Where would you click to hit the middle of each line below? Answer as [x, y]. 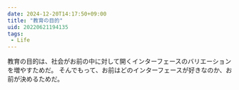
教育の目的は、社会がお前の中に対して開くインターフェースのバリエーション [119, 62]
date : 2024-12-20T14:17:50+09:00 [57, 14]
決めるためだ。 [42, 79]
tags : [15, 34]
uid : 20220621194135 [38, 27]
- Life [20, 40]
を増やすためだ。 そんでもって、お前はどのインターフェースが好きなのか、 [117, 70]
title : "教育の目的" [35, 21]
